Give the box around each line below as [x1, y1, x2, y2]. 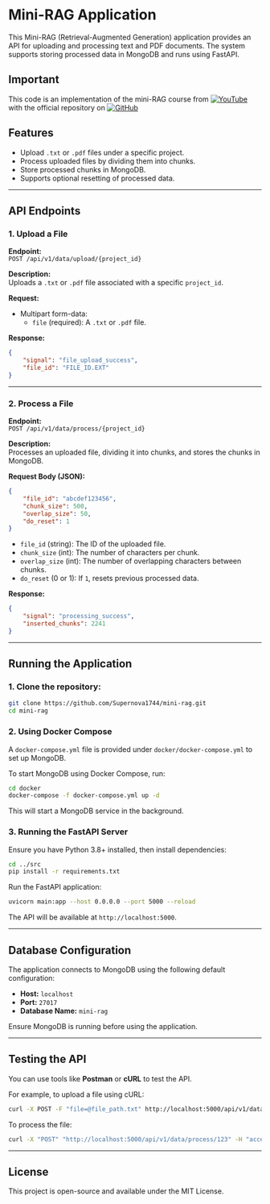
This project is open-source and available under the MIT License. [8, 1186, 224, 1196]
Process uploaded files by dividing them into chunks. [19, 156, 196, 166]
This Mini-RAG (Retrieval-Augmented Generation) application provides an [8, 32, 252, 42]
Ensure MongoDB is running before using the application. [8, 1022, 198, 1032]
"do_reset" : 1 [22, 517, 70, 525]
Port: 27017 [19, 998, 58, 1007]
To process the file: [8, 1119, 72, 1129]
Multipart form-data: [19, 309, 88, 319]
